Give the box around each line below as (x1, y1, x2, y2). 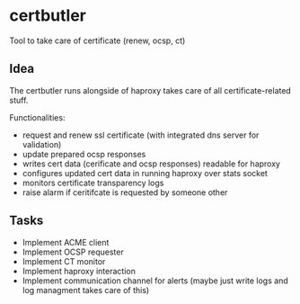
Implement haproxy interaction (22, 265, 137, 276)
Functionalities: (9, 112, 66, 122)
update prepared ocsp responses (22, 148, 146, 159)
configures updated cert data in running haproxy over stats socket (22, 167, 268, 178)
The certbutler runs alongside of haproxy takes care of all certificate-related (9, 85, 292, 95)
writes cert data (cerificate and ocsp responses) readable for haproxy (22, 158, 281, 169)
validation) (22, 139, 62, 149)
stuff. (9, 94, 29, 105)
